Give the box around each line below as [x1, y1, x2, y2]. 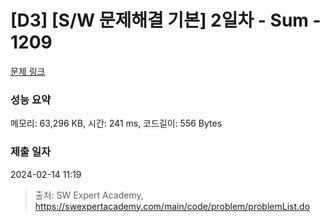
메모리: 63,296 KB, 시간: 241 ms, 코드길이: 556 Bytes [10, 117, 223, 130]
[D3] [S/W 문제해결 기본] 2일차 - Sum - [10, 9, 322, 32]
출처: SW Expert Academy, [34, 189, 144, 201]
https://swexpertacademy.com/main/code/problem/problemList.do [34, 200, 311, 212]
